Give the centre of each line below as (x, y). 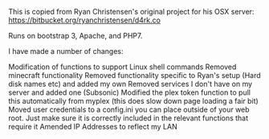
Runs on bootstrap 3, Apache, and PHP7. (75, 36)
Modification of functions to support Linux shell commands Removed (122, 67)
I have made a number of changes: (66, 51)
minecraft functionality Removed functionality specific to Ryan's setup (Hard (134, 75)
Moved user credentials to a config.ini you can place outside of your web (129, 109)
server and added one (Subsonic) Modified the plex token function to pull (130, 92)
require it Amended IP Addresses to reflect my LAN (93, 127)
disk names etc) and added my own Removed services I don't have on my (130, 84)
